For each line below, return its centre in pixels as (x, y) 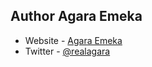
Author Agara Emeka (76, 16)
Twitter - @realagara (67, 51)
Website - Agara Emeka (73, 40)
